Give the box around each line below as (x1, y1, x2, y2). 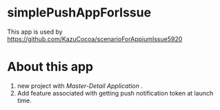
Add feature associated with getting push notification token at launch (17, 89, 214, 97)
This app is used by (7, 27, 63, 36)
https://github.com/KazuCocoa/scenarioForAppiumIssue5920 (7, 34, 183, 43)
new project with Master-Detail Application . (17, 81, 143, 90)
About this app (7, 59, 94, 75)
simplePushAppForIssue (7, 5, 152, 21)
